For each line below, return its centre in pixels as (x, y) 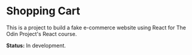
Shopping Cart (43, 11)
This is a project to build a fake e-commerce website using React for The (96, 27)
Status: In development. (36, 45)
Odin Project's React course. (41, 33)
